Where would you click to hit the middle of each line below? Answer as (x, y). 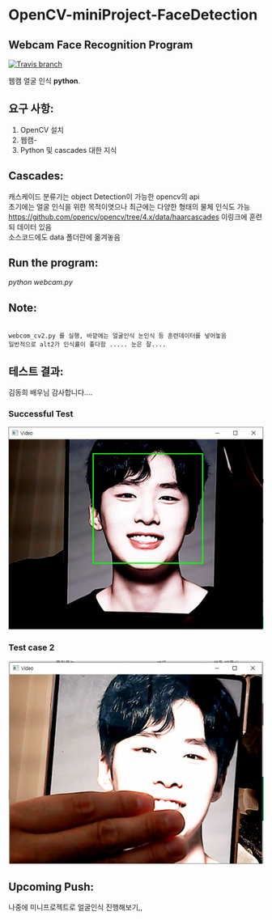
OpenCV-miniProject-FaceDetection (133, 15)
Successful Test (41, 413)
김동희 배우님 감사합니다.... (51, 392)
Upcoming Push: (51, 886)
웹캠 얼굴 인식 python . (45, 81)
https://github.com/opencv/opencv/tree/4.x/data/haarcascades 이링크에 (128, 217)
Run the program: (53, 263)
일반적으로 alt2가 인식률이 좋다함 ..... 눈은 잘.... (87, 345)
